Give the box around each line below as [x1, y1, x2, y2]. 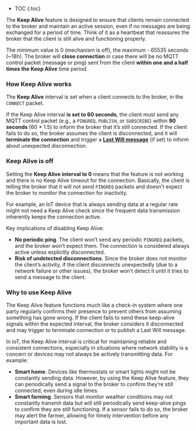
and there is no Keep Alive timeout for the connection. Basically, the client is [6, 177, 190, 184]
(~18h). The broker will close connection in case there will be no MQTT [6, 53, 179, 59]
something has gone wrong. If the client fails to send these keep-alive [6, 314, 175, 321]
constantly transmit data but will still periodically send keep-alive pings [14, 399, 187, 406]
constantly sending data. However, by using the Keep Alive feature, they [14, 374, 190, 382]
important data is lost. [14, 418, 67, 425]
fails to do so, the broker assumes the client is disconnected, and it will [6, 130, 177, 137]
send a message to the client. [14, 273, 86, 280]
